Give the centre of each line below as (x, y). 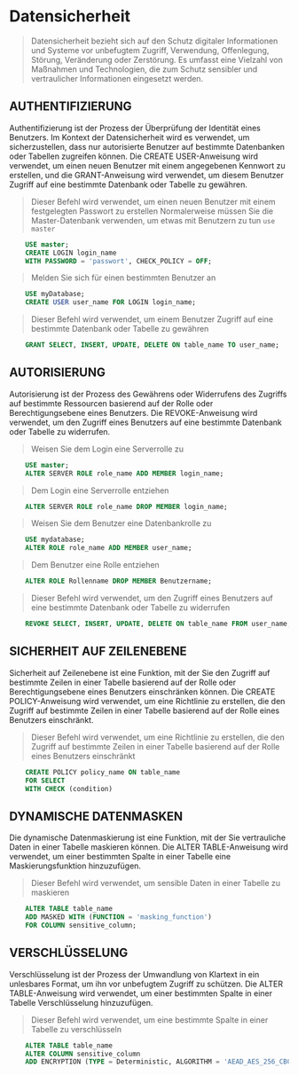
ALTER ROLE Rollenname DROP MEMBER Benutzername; (119, 581)
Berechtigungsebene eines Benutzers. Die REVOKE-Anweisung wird (133, 412)
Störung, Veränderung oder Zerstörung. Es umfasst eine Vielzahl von (157, 59)
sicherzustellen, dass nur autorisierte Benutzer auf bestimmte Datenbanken (147, 146)
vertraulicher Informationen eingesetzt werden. (117, 78)
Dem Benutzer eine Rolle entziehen (95, 565)
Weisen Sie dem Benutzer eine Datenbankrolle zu (121, 523)
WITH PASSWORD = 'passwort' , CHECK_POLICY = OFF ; (119, 261)
